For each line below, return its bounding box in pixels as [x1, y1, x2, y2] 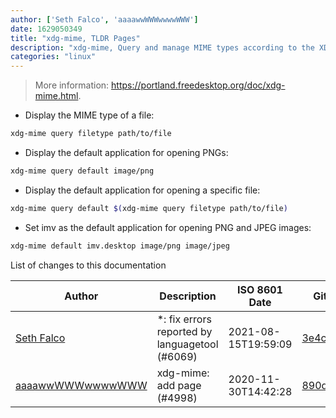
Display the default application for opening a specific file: [24, 184, 261, 196]
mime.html [34, 90, 79, 102]
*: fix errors [156, 312, 212, 326]
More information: [34, 79, 110, 91]
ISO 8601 [236, 282, 283, 296]
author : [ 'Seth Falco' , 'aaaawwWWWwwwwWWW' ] [10, 14, 199, 25]
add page [156, 378, 202, 392]
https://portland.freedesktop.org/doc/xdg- [111, 79, 286, 91]
